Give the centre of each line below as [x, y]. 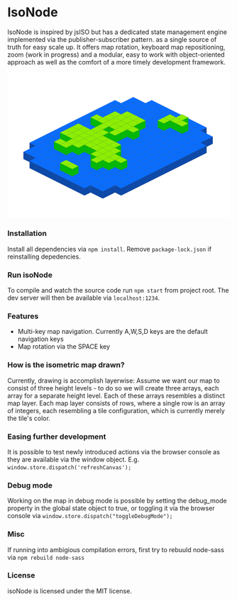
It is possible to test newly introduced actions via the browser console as [114, 451]
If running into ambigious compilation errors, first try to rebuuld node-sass [116, 549]
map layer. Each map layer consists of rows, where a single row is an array [116, 403]
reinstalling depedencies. [44, 257]
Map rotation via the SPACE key [64, 347]
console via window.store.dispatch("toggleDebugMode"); [90, 516]
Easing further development [57, 437]
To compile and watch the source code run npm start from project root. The [118, 291]
